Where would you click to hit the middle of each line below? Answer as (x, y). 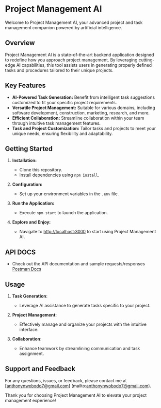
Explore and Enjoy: (31, 222)
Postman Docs (27, 269)
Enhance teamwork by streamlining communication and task (80, 348)
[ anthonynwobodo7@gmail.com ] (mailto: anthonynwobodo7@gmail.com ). (78, 386)
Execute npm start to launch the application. (64, 213)
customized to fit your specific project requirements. (64, 102)
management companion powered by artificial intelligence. (64, 27)
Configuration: (27, 185)
